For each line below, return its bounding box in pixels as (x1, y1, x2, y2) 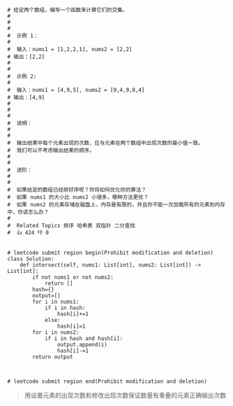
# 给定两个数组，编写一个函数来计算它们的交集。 (7, 6, 128, 13)
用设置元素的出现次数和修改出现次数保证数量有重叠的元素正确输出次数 (24, 391, 227, 399)
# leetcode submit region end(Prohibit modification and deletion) (7, 378, 208, 385)
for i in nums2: (32, 329, 80, 336)
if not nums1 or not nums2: (32, 274, 114, 281)
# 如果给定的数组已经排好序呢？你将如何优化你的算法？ (7, 186, 146, 193)
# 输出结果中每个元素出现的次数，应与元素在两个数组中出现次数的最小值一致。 (7, 139, 204, 146)
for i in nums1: (32, 298, 80, 305)
